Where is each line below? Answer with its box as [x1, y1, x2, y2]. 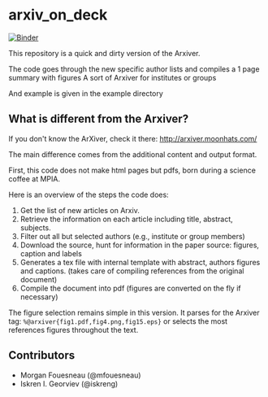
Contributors [8, 348, 76, 363]
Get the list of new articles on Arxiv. [19, 205, 140, 215]
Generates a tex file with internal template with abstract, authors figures [19, 257, 261, 267]
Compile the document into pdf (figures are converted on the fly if [19, 283, 241, 293]
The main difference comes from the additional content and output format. [8, 149, 257, 159]
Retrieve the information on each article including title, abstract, [19, 214, 233, 224]
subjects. [19, 222, 51, 233]
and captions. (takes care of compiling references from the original [19, 266, 244, 276]
